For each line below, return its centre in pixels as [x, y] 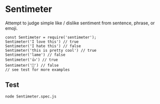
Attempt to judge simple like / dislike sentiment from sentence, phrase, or [80, 23]
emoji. [11, 28]
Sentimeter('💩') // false [32, 65]
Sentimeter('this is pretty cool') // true [51, 50]
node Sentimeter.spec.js [31, 96]
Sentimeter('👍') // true [32, 60]
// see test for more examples [38, 70]
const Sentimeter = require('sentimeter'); [51, 37]
